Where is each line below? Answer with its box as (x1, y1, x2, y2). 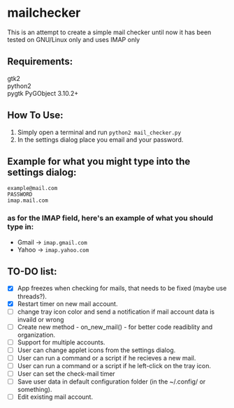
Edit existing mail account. (17, 393, 93, 401)
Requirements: (7, 56, 73, 68)
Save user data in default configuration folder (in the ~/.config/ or (17, 377, 206, 386)
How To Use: (7, 110, 64, 122)
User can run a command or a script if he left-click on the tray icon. (17, 361, 212, 370)
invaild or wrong (17, 315, 64, 323)
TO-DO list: (7, 265, 57, 277)
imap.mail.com (7, 197, 49, 204)
